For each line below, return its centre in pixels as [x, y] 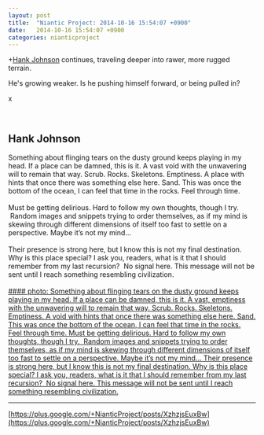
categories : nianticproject [54, 37]
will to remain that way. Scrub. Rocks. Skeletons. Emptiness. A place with [126, 175]
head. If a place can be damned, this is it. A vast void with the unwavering [128, 166]
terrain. [20, 68]
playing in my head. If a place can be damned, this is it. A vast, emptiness [127, 300]
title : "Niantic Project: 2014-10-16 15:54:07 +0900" [100, 23]
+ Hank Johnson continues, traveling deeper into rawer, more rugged [119, 60]
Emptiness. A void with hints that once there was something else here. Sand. [132, 316]
